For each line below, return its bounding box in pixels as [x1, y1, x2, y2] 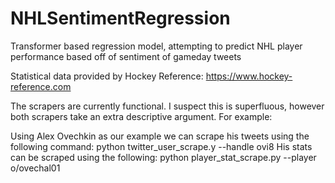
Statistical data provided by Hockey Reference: [10, 70, 204, 82]
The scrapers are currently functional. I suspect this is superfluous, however [10, 100, 325, 112]
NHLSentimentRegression [10, 7, 231, 30]
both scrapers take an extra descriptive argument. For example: [10, 110, 273, 122]
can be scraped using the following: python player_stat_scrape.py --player [10, 151, 317, 163]
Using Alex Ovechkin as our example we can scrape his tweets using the [10, 130, 310, 142]
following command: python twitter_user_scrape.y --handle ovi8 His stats [10, 140, 313, 152]
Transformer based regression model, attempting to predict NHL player [10, 40, 303, 52]
